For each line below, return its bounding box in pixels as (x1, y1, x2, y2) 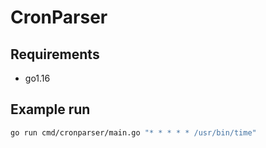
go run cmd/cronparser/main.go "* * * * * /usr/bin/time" (10, 127, 257, 138)
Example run (10, 101, 91, 118)
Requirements (10, 46, 100, 63)
